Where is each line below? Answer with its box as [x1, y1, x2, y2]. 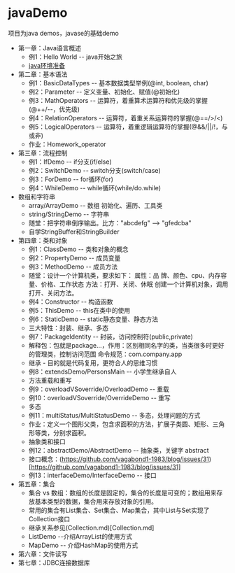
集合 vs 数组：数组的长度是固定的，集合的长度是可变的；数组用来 [28, 488, 217, 497]
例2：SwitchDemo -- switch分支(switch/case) [28, 166, 162, 174]
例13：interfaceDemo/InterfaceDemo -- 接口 [28, 471, 157, 479]
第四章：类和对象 [17, 236, 68, 244]
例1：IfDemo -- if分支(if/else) [28, 157, 113, 166]
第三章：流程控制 [17, 148, 68, 157]
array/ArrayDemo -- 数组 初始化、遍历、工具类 [28, 201, 163, 209]
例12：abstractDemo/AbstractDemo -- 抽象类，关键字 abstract [28, 446, 209, 454]
